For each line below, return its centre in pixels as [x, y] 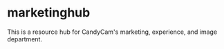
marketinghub [49, 13]
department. [25, 39]
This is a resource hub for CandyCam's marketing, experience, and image [112, 32]
